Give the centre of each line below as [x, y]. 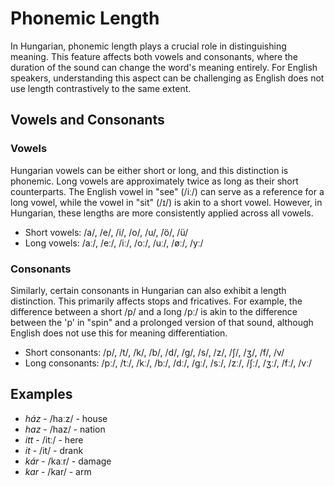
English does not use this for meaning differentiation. [119, 333]
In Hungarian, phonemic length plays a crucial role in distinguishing [148, 46]
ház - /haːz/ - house [66, 418]
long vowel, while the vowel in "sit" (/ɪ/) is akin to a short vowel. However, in [166, 202]
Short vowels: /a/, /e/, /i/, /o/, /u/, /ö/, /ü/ [106, 232]
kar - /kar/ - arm [58, 471]
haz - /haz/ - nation [65, 429]
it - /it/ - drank [54, 450]
